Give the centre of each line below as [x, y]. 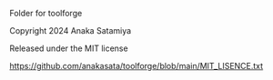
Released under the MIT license [69, 48]
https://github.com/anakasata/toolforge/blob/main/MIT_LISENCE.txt [136, 66]
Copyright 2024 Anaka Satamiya [71, 30]
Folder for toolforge [46, 13]
